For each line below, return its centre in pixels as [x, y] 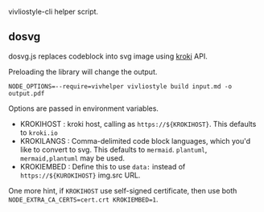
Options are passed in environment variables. [84, 108]
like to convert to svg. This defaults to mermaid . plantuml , [113, 149]
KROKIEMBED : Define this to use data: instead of [103, 166]
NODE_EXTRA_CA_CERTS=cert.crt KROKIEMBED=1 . [83, 199]
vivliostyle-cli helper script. [54, 12]
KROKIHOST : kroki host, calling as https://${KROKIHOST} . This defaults [138, 124]
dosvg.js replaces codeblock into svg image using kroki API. [108, 56]
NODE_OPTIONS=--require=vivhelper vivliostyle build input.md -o [120, 86]
